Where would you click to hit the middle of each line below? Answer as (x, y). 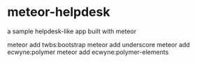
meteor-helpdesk (59, 12)
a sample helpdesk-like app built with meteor (72, 31)
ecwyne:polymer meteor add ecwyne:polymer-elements (88, 52)
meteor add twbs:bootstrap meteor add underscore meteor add (98, 44)
